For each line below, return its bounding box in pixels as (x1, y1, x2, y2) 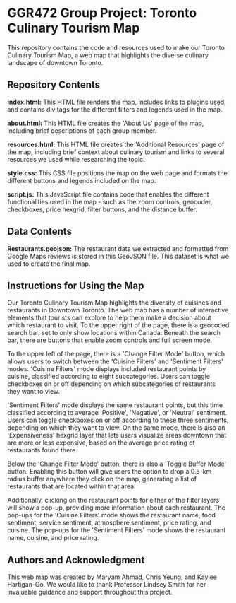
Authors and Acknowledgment (7, 554, 145, 566)
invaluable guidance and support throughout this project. (7, 588, 173, 597)
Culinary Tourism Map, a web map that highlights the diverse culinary (7, 51, 209, 59)
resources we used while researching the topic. (7, 155, 146, 163)
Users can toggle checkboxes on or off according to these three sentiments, (7, 416, 229, 425)
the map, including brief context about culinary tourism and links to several (7, 147, 225, 156)
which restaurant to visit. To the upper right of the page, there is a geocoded (7, 321, 230, 329)
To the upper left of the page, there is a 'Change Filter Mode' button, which (7, 350, 225, 358)
